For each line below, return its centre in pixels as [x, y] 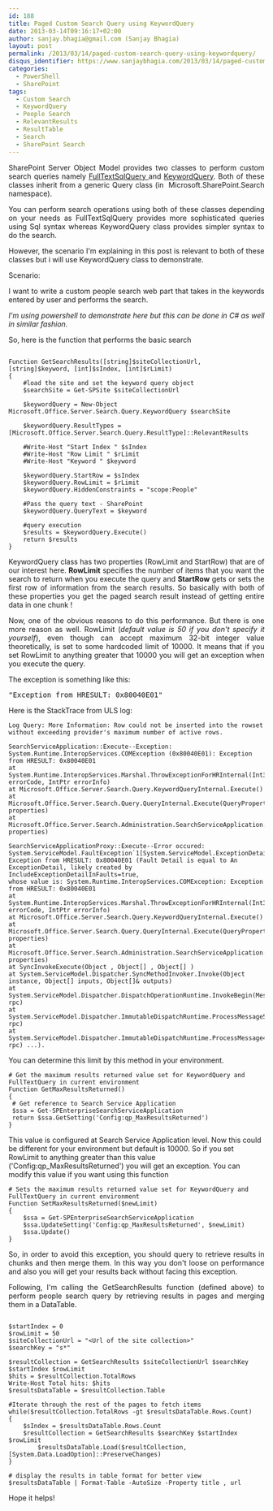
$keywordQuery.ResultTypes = [72, 426]
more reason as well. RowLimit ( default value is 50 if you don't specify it [136, 629]
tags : [17, 91]
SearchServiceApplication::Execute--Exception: [91, 747]
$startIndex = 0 [36, 1326]
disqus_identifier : [41, 62]
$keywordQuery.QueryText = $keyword [85, 511]
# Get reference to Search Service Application [94, 1103]
